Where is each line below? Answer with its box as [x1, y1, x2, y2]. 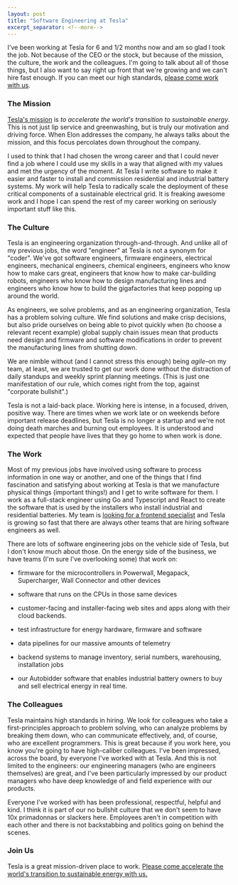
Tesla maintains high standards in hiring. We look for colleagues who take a [7, 715, 228, 724]
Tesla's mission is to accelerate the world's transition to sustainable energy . [7, 115, 230, 123]
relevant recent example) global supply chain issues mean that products [7, 328, 219, 336]
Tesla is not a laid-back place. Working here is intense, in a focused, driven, [7, 400, 229, 410]
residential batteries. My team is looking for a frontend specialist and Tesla [7, 511, 226, 519]
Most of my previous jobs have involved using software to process [7, 465, 202, 474]
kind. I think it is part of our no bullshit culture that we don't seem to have [7, 805, 222, 814]
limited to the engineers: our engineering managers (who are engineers [7, 761, 216, 770]
